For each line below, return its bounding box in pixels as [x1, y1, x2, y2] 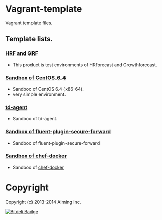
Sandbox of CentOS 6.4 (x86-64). [12, 86, 84, 92]
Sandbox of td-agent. [12, 116, 58, 122]
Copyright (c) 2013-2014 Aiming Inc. [5, 199, 81, 205]
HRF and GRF [5, 50, 38, 57]
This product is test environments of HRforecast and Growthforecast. [12, 62, 157, 68]
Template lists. [5, 35, 53, 43]
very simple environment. [12, 91, 66, 97]
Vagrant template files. [5, 20, 53, 26]
